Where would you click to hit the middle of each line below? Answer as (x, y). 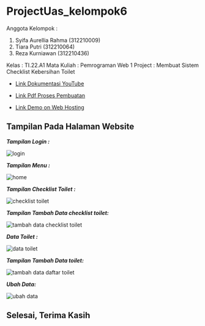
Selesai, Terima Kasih (48, 315)
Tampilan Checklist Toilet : (41, 189)
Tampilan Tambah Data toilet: (45, 260)
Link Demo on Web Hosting (50, 107)
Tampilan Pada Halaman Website (70, 127)
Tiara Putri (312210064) (45, 47)
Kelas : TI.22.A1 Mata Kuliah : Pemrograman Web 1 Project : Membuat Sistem (102, 65)
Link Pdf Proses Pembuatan (50, 95)
